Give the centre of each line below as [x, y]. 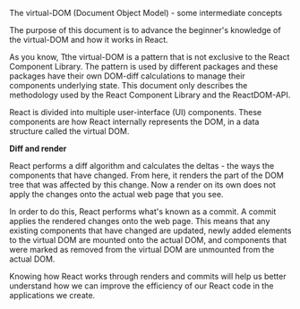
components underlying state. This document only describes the [129, 85]
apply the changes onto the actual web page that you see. [116, 194]
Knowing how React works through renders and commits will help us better [148, 276]
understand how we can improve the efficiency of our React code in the [141, 286]
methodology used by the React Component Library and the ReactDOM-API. [150, 95]
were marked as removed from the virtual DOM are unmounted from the [142, 250]
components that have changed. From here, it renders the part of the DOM [146, 175]
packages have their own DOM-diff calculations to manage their [128, 76]
